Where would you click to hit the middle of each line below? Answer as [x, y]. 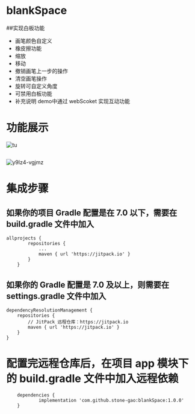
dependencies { [36, 395]
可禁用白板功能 [33, 94]
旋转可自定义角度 [36, 86]
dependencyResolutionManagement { [50, 310]
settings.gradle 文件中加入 [56, 296]
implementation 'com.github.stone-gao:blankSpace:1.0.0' [111, 401]
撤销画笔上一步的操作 [41, 71]
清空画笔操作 [31, 78]
